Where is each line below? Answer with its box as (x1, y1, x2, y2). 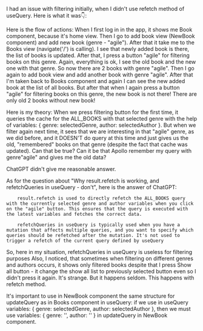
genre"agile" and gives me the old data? (6, 154, 107, 161)
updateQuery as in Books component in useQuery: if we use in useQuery (6, 299, 189, 306)
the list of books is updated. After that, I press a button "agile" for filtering (6, 52, 190, 59)
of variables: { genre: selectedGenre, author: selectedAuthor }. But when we (6, 121, 196, 129)
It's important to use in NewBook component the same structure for (6, 292, 175, 299)
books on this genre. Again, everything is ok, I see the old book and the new (6, 58, 196, 65)
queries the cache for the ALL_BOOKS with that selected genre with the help (6, 115, 198, 122)
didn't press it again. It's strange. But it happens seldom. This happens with (6, 274, 195, 281)
